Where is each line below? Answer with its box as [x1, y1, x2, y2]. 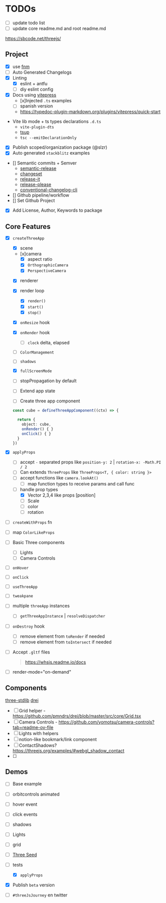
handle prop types [20, 486, 58, 492]
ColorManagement [20, 350, 54, 355]
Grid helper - [19, 707, 46, 713]
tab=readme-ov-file [12, 724, 54, 730]
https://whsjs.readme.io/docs [25, 659, 87, 665]
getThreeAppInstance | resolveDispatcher [20, 613, 106, 619]
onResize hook [20, 319, 50, 325]
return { [17, 417, 36, 423]
